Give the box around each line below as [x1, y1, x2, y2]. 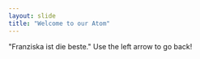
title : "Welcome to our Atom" [8, 19, 111, 27]
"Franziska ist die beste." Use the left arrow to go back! [8, 41, 193, 51]
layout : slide [8, 11, 57, 20]
